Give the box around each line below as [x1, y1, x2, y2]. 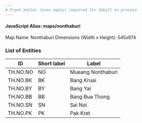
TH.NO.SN [8, 102, 33, 109]
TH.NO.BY [8, 85, 32, 92]
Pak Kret [70, 110, 90, 117]
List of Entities [5, 47, 42, 54]
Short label [38, 60, 65, 67]
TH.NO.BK [8, 77, 32, 84]
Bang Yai [70, 85, 91, 92]
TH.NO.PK [8, 110, 32, 117]
